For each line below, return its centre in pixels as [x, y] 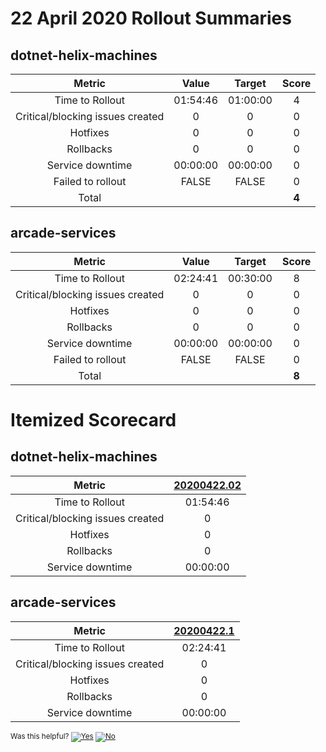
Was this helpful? [40, 736]
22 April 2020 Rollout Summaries [151, 18]
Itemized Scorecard [93, 420]
